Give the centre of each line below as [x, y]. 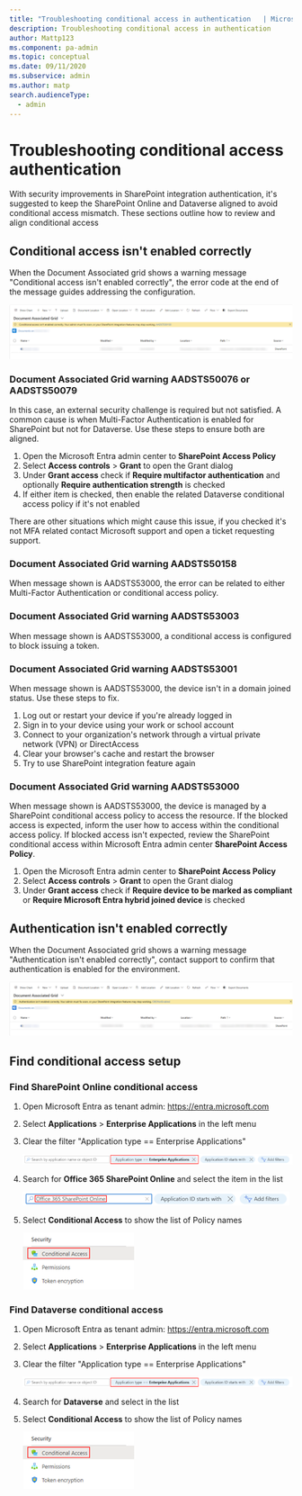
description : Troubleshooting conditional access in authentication [140, 28]
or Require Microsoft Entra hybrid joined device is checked [133, 900]
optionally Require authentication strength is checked [124, 485]
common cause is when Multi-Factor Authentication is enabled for [132, 419]
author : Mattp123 [42, 38]
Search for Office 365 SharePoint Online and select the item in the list [152, 1178]
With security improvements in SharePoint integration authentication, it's [143, 194]
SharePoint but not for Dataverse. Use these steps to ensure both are [137, 429]
